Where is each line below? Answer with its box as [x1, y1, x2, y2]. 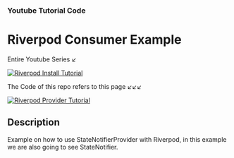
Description [7, 116, 60, 128]
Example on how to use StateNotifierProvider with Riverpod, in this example [7, 135, 227, 143]
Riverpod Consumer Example [7, 32, 182, 48]
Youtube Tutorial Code [7, 6, 86, 16]
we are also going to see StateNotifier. [7, 142, 118, 151]
